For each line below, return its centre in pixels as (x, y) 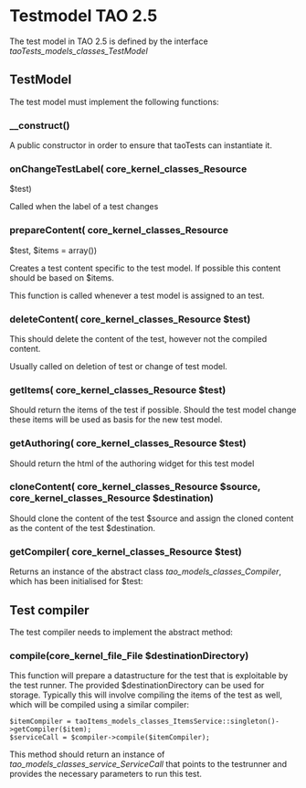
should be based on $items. (62, 277)
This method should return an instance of (87, 754)
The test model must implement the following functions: (114, 101)
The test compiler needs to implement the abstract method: (121, 632)
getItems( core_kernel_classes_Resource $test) (118, 389)
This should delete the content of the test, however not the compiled (138, 338)
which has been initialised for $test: (76, 581)
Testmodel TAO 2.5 (84, 16)
